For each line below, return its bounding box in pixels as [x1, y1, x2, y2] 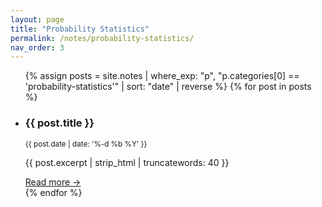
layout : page [10, 14, 65, 25]
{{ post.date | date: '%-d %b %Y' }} [24, 139, 148, 149]
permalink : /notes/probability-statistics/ [10, 33, 195, 43]
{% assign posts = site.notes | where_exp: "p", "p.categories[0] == [24, 70, 300, 82]
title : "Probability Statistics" [10, 24, 150, 34]
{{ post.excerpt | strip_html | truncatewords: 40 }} [24, 156, 230, 168]
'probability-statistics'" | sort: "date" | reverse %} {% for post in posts [24, 81, 312, 93]
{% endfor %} [24, 186, 83, 198]
